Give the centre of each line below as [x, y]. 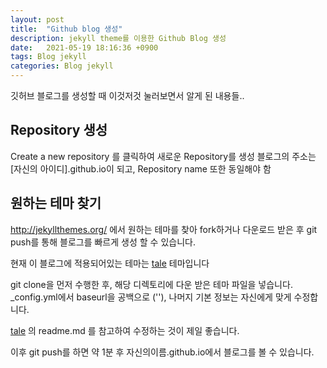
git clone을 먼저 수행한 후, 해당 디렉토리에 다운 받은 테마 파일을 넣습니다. [151, 284]
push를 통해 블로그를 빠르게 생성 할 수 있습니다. [103, 242]
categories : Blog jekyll [62, 66]
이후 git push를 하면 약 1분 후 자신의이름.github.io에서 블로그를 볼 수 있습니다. [162, 352]
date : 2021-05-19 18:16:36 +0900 [84, 47]
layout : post [37, 19]
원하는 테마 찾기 [56, 203]
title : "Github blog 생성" [66, 29]
